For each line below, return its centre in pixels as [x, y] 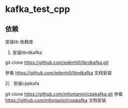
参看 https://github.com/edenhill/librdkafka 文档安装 [58, 73]
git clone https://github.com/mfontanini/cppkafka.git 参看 [64, 94]
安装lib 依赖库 [19, 42]
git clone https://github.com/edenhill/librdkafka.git [57, 62]
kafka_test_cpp [38, 9]
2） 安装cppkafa [22, 83]
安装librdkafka [27, 52]
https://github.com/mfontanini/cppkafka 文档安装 [56, 100]
